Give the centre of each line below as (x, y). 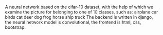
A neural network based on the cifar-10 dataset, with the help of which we (79, 7)
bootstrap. (15, 27)
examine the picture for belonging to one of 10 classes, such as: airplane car (81, 12)
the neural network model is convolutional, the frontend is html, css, (73, 22)
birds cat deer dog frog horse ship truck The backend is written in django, (79, 17)
